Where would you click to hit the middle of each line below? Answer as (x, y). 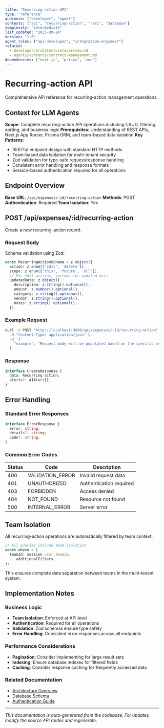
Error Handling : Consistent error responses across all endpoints (77, 634)
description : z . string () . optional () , (52, 285)
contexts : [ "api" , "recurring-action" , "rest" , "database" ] (68, 23)
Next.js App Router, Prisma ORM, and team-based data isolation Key (74, 135)
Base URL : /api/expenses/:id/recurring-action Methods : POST (70, 197)
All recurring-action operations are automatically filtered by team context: (79, 536)
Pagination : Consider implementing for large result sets (68, 657)
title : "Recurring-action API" (37, 10)
